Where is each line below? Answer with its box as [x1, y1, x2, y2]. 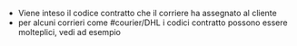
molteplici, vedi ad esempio [17, 27, 121, 37]
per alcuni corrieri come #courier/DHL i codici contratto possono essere [17, 17, 288, 28]
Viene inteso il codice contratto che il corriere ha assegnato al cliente [17, 8, 277, 18]
